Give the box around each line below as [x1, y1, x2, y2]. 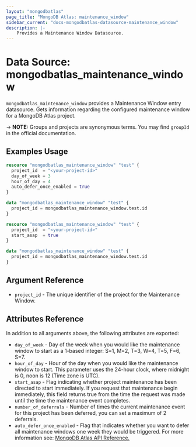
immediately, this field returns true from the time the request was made [14, 390, 185, 398]
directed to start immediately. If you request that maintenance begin [14, 384, 178, 391]
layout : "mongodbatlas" [6, 8, 64, 15]
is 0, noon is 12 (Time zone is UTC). [14, 372, 100, 379]
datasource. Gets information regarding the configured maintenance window [6, 106, 190, 113]
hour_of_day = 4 [11, 178, 51, 184]
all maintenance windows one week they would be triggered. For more [14, 428, 184, 435]
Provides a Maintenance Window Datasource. [16, 30, 124, 36]
